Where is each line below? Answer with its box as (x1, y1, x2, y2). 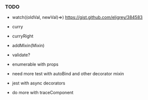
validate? (12, 52, 31, 58)
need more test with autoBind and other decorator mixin (12, 71, 124, 77)
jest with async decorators (12, 80, 66, 86)
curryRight (12, 33, 33, 39)
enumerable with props (12, 62, 59, 67)
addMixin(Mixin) (12, 43, 45, 49)
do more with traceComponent (12, 90, 74, 96)
